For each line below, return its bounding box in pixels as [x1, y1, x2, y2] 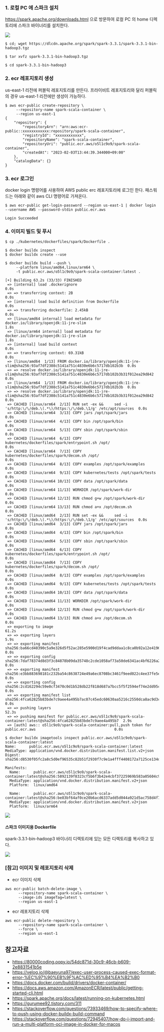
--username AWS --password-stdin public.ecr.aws [5, 207, 106, 212]
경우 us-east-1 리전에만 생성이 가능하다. [10, 93, 87, 99]
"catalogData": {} [14, 158, 51, 163]
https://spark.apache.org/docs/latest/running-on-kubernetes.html [12, 995, 145, 1001]
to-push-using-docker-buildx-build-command [12, 1010, 105, 1016]
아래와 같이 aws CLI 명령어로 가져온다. [14, 193, 88, 199]
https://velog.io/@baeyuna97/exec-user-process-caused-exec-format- [12, 969, 156, 975]
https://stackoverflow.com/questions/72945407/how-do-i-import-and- [12, 1016, 155, 1022]
